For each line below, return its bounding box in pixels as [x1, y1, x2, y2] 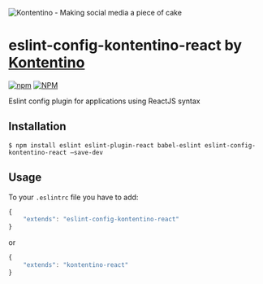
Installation [8, 120, 67, 133]
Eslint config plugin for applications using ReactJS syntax [8, 96, 200, 106]
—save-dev [70, 148, 104, 156]
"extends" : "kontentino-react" [23, 261, 129, 269]
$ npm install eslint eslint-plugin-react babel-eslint [8, 141, 201, 150]
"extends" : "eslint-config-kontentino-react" [23, 216, 180, 224]
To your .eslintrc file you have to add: [8, 192, 139, 202]
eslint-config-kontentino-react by [8, 37, 242, 55]
